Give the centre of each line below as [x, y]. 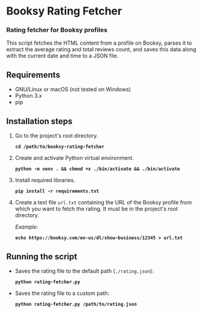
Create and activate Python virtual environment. [74, 158]
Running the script [42, 257]
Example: [27, 227]
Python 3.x [28, 96]
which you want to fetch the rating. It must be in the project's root [96, 209]
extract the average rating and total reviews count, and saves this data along [101, 49]
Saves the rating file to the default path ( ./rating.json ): [84, 271]
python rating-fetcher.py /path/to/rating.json [76, 304]
